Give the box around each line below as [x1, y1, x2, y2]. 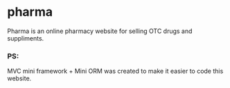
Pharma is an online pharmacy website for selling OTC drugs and [7, 27, 193, 35]
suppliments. [7, 34, 44, 42]
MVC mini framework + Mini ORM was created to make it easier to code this [7, 67, 224, 76]
